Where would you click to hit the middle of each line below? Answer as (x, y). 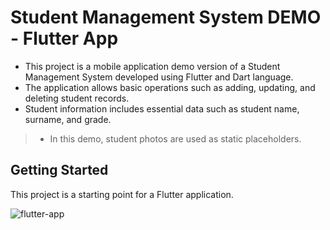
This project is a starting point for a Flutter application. (122, 194)
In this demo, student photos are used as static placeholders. (175, 138)
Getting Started (59, 170)
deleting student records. (77, 98)
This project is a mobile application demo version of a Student (152, 66)
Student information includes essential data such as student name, (162, 108)
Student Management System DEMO (166, 17)
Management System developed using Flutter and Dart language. (159, 77)
